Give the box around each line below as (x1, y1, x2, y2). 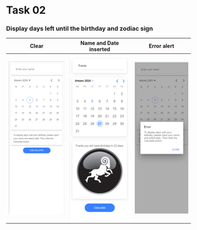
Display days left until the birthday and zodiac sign (6, 25, 154, 33)
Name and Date (80, 39, 119, 46)
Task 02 (6, 4, 46, 17)
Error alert (148, 42, 175, 50)
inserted (89, 45, 110, 53)
